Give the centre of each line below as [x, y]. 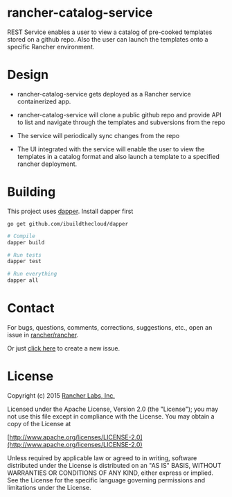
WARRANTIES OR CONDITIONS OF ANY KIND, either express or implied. [110, 473]
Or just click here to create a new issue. [64, 348]
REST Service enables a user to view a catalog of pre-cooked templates [110, 32]
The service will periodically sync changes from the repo [98, 135]
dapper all [23, 280]
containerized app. [44, 101]
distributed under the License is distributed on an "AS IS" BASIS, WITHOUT [114, 465]
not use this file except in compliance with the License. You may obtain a [111, 416]
